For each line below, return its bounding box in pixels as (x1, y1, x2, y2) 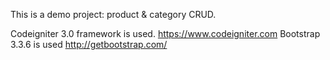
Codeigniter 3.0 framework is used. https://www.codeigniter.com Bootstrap (10, 28, 321, 39)
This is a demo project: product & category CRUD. (10, 9, 217, 20)
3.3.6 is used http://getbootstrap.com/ (10, 39, 168, 50)
